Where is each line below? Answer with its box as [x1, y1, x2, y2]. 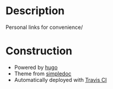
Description [5, 4, 65, 18]
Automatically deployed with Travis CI [14, 76, 107, 83]
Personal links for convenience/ [5, 24, 83, 31]
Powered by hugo [14, 64, 58, 71]
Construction [5, 44, 73, 58]
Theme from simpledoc [14, 70, 72, 77]
